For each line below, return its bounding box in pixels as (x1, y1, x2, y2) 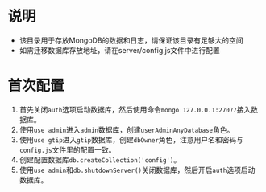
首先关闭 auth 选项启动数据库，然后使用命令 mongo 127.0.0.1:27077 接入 (19, 104, 251, 114)
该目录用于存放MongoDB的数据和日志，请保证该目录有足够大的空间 (19, 35, 243, 45)
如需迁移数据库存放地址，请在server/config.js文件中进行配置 (19, 45, 221, 55)
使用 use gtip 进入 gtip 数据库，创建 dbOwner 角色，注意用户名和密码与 (19, 134, 243, 145)
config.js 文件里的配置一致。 (19, 145, 116, 154)
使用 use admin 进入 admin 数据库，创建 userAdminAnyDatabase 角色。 (19, 125, 235, 134)
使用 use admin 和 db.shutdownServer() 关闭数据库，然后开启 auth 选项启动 (19, 165, 256, 174)
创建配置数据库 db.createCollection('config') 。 (19, 154, 181, 165)
